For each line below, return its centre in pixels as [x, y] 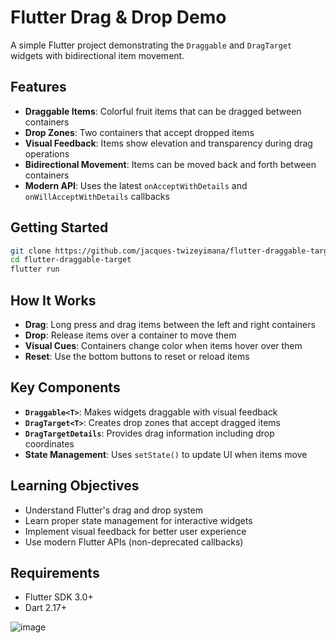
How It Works [53, 300]
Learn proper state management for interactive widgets [138, 520]
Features [38, 87]
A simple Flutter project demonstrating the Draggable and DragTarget [151, 45]
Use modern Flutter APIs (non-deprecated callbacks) [134, 542]
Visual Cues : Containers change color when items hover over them [163, 345]
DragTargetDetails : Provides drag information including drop [149, 433]
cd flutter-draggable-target [71, 260]
